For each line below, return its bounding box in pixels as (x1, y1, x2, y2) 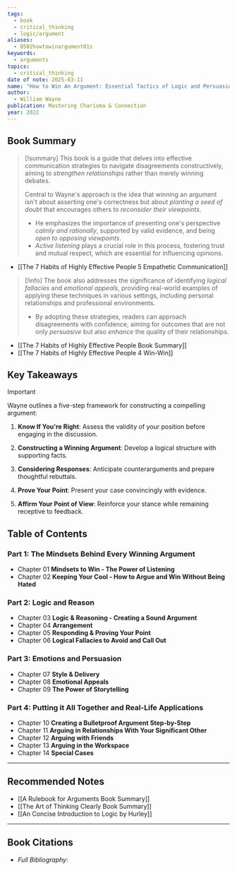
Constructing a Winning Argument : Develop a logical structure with (17, 444, 217, 452)
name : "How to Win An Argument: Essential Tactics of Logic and (7, 83, 200, 90)
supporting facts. (17, 451, 68, 460)
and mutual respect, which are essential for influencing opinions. (35, 249, 224, 257)
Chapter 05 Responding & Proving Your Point (17, 629, 152, 637)
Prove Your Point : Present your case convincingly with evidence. (17, 486, 207, 494)
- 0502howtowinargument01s (13, 43, 93, 50)
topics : (7, 63, 30, 70)
